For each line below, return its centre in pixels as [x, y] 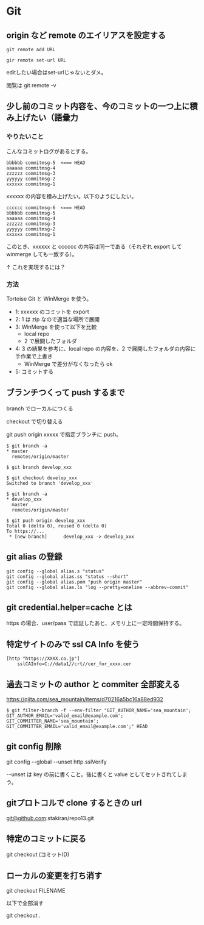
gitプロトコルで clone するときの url [74, 803]
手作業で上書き [34, 356]
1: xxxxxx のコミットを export [52, 312]
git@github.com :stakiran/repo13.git [50, 818]
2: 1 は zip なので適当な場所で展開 [57, 319]
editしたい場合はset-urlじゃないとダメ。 [56, 72]
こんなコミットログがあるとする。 [49, 151]
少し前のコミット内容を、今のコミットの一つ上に [98, 106]
